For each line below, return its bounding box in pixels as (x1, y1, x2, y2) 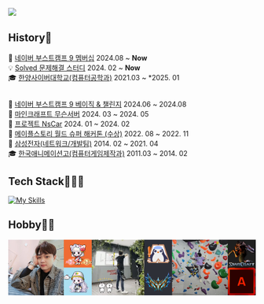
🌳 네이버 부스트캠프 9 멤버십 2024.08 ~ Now (8, 53, 148, 62)
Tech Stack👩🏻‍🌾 (8, 174, 85, 188)
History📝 (8, 32, 53, 45)
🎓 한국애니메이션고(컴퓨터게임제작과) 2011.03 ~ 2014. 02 (8, 149, 189, 158)
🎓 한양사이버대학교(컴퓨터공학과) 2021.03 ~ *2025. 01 (8, 72, 180, 82)
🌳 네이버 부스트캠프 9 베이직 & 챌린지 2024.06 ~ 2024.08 (8, 99, 187, 109)
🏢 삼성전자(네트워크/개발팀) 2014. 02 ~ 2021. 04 (8, 139, 159, 149)
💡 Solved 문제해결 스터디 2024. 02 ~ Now (8, 63, 141, 72)
